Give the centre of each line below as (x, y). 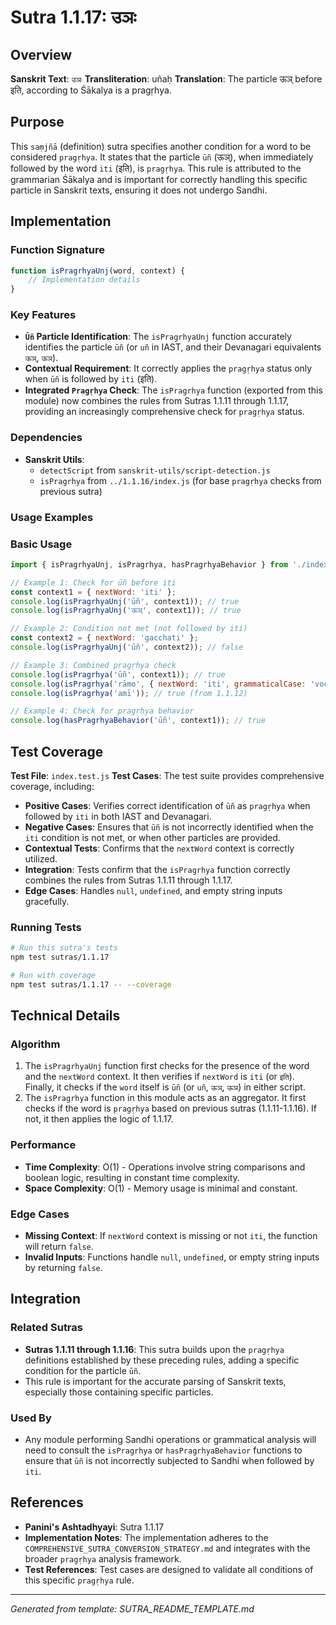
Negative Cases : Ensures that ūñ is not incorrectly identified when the (169, 827)
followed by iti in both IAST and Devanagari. (118, 816)
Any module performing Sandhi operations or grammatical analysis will (170, 1440)
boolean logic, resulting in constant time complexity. (132, 1177)
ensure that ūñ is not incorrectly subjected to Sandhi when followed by (169, 1461)
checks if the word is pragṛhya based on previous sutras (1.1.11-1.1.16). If (170, 1108)
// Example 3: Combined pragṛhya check (93, 665)
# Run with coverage (53, 976)
